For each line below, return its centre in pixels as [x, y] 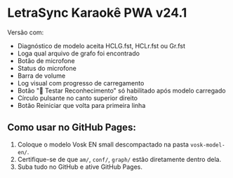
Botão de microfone [46, 60]
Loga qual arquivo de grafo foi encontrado [79, 53]
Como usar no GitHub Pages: [72, 128]
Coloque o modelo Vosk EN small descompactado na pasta [103, 144]
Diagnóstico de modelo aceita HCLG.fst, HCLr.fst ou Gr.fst [101, 46]
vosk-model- [208, 145]
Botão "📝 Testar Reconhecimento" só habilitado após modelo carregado [121, 90]
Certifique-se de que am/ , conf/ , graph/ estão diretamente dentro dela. [119, 159]
